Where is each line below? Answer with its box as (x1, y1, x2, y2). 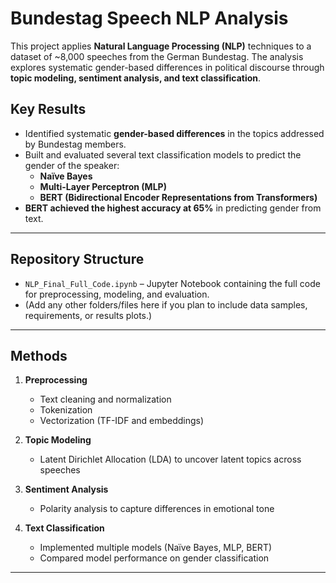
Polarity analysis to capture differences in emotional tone (39, 503, 275, 515)
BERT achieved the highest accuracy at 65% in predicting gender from (24, 202, 322, 214)
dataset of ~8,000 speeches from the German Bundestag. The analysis (10, 50, 304, 62)
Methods (10, 347, 68, 364)
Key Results (10, 101, 87, 118)
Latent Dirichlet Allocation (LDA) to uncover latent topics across (39, 453, 302, 466)
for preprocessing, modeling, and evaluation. (24, 288, 210, 300)
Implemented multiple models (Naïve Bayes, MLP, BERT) (39, 542, 273, 554)
